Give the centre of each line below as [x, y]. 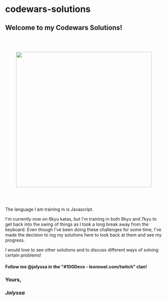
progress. [15, 240]
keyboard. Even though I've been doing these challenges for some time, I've [83, 230]
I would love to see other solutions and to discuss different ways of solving [82, 250]
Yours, [13, 280]
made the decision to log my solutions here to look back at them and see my [83, 235]
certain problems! [23, 255]
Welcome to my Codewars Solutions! [64, 28]
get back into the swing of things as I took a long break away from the [77, 224]
